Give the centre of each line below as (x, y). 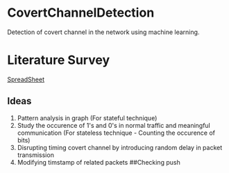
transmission (35, 155)
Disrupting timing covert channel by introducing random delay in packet (120, 147)
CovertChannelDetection (81, 13)
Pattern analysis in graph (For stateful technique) (87, 118)
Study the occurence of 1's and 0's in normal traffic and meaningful (113, 125)
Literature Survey (58, 60)
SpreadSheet (26, 79)
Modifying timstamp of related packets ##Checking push (99, 162)
